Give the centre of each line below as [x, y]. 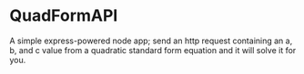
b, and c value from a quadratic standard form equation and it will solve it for [153, 50]
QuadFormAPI [64, 16]
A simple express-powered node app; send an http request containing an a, [151, 41]
